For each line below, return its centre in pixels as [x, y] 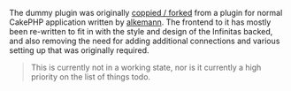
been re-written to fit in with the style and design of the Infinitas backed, [141, 31]
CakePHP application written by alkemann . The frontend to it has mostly [140, 22]
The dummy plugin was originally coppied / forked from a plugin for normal [146, 13]
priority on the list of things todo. [91, 77]
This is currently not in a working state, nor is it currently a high [146, 67]
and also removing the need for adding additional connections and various [145, 41]
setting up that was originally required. [79, 50]
